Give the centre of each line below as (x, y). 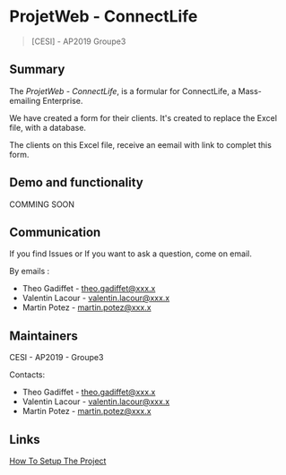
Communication (55, 232)
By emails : (30, 272)
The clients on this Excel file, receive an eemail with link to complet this (140, 144)
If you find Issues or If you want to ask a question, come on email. (131, 254)
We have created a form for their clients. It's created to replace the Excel (143, 117)
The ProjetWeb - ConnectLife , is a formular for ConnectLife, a (123, 91)
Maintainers (44, 336)
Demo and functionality (76, 182)
